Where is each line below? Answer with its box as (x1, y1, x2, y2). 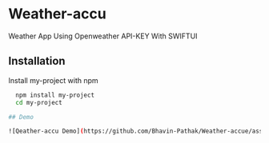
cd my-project (15, 98, 62, 106)
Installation (8, 54, 66, 68)
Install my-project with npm (8, 75, 98, 85)
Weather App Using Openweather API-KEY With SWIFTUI (8, 31, 198, 41)
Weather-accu (8, 5, 106, 23)
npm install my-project (15, 91, 94, 99)
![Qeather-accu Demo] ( (8, 127, 84, 136)
